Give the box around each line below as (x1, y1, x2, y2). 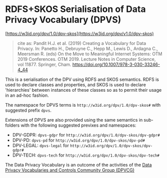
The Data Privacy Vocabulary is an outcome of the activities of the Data (5, 162, 152, 168)
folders (5, 122, 20, 128)
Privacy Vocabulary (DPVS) (5, 14, 121, 25)
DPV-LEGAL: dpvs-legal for (12, 142, 69, 148)
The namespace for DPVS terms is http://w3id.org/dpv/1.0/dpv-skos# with (5, 102, 161, 108)
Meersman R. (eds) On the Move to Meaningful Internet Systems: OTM (17, 51, 163, 57)
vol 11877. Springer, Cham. (17, 61, 71, 67)
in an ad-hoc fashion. (5, 92, 49, 98)
